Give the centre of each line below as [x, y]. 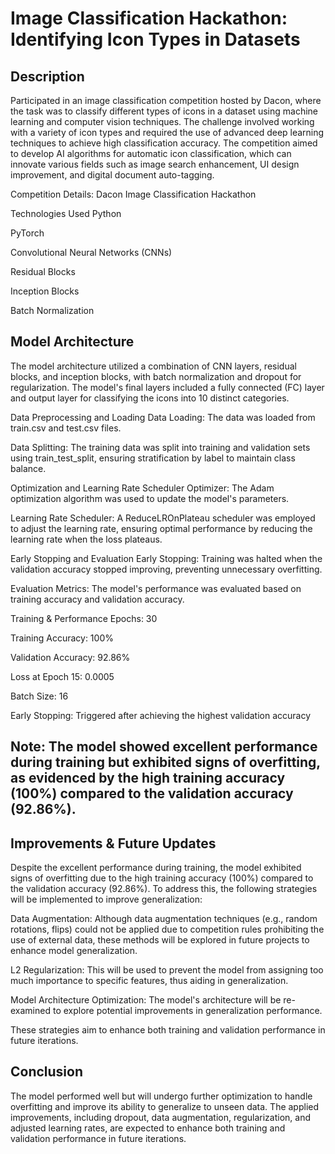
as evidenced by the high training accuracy [148, 778]
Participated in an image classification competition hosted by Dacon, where [166, 100]
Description [47, 76]
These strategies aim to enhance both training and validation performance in [168, 1030]
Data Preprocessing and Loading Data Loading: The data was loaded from [163, 417]
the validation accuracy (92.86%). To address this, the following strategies [164, 889]
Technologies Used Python [66, 213]
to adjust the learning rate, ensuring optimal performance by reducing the [161, 528]
